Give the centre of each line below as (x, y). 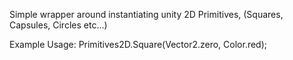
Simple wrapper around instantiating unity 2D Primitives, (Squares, (146, 14)
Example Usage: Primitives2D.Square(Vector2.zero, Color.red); (138, 44)
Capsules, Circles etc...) (58, 25)
